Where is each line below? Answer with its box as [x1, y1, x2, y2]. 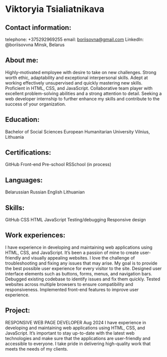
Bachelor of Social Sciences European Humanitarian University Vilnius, [5, 128, 150, 135]
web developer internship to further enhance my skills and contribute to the [5, 95, 160, 101]
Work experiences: [5, 231, 66, 240]
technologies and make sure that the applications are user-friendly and [5, 335, 151, 341]
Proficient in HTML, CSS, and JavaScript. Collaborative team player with [5, 85, 153, 91]
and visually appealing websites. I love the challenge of [22, 255, 135, 261]
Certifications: [5, 148, 51, 157]
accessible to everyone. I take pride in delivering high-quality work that [5, 341, 151, 347]
